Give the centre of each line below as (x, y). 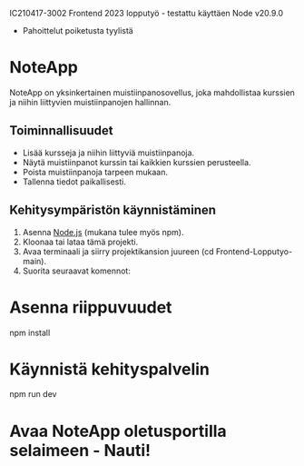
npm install (30, 332)
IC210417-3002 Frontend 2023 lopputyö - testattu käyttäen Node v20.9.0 (147, 13)
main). (34, 261)
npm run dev (33, 394)
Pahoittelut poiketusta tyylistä (78, 30)
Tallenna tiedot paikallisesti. (74, 182)
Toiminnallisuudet (61, 131)
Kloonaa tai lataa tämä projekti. (80, 242)
